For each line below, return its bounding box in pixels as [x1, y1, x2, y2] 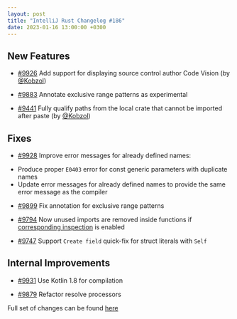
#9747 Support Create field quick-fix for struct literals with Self [17, 236, 207, 245]
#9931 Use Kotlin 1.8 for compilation [17, 276, 123, 285]
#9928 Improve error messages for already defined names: [17, 151, 192, 159]
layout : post [7, 10, 46, 18]
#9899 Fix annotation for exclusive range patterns [17, 202, 165, 210]
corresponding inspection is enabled [17, 223, 126, 231]
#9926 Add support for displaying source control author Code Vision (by [17, 69, 231, 78]
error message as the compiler [17, 188, 108, 196]
